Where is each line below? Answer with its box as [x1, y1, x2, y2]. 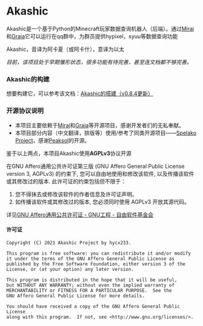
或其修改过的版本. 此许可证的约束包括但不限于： [6, 178, 126, 185]
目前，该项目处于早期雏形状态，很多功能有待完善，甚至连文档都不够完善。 [6, 58, 192, 65]
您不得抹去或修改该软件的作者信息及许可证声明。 [15, 190, 138, 198]
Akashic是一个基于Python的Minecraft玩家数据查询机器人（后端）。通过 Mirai [6, 25, 195, 32]
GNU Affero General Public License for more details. [6, 293, 145, 299]
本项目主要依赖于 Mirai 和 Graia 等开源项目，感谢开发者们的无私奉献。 [15, 121, 185, 128]
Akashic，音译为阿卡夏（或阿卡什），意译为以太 [6, 45, 125, 53]
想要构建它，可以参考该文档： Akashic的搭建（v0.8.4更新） [6, 90, 153, 98]
